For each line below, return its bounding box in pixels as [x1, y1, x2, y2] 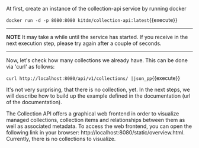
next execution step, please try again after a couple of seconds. [6, 40, 162, 47]
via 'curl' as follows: [6, 63, 55, 70]
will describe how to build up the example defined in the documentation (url [6, 92, 191, 99]
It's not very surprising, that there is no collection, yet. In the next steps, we [6, 86, 191, 93]
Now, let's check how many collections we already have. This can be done [6, 57, 188, 64]
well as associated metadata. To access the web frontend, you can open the [6, 123, 192, 130]
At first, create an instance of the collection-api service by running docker [6, 5, 187, 12]
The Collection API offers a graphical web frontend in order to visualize [6, 110, 179, 117]
